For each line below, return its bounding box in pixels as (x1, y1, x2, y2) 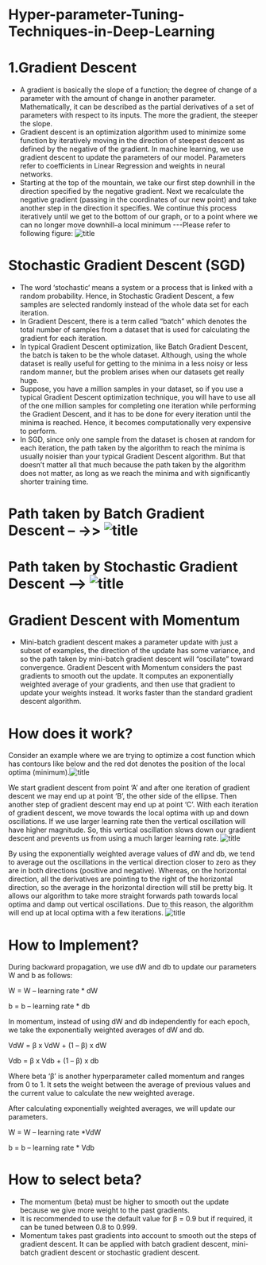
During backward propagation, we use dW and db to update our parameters (8, 962, 256, 972)
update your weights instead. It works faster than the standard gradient (19, 688, 253, 698)
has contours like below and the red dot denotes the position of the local (8, 759, 245, 768)
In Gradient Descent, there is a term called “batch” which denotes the (19, 316, 248, 327)
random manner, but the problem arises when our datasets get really (19, 367, 245, 377)
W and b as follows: (8, 971, 73, 981)
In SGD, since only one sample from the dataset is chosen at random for (19, 435, 256, 444)
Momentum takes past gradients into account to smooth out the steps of (19, 1231, 256, 1240)
